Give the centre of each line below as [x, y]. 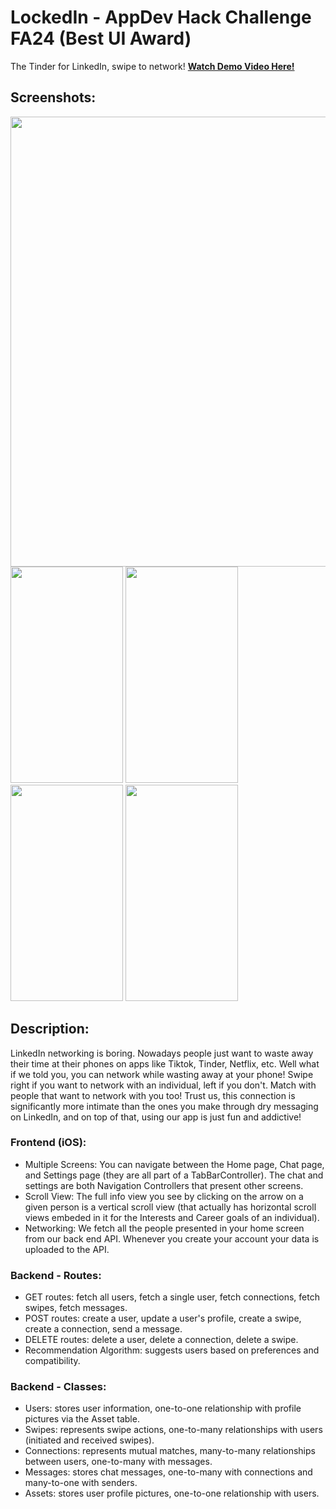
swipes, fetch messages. [76, 1308]
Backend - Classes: [58, 1387]
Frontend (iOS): [48, 1143]
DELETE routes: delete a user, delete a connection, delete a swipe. [161, 1340]
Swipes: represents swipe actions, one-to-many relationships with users [173, 1430]
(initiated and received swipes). [89, 1440]
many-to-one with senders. [81, 1483]
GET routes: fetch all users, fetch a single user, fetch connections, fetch [172, 1297]
